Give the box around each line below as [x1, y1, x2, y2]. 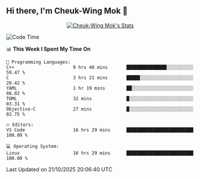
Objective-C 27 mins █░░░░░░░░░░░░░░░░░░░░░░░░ [6, 106, 194, 112]
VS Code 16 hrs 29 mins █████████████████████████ [6, 126, 194, 133]
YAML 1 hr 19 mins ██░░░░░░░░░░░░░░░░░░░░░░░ [6, 85, 194, 91]
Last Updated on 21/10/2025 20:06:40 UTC [6, 165, 112, 173]
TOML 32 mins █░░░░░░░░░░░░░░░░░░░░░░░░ [6, 95, 194, 101]
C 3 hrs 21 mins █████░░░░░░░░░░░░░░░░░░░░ [6, 75, 194, 81]
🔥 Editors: [6, 122, 34, 128]
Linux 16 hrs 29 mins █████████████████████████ [6, 150, 194, 156]
